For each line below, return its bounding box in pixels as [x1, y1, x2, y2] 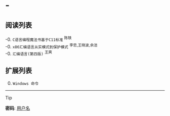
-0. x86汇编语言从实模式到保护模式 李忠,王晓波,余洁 [5, 42, 98, 49]
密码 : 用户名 [5, 105, 30, 111]
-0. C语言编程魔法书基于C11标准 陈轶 [5, 35, 72, 42]
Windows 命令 [12, 81, 39, 86]
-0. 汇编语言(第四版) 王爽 [5, 50, 52, 56]
